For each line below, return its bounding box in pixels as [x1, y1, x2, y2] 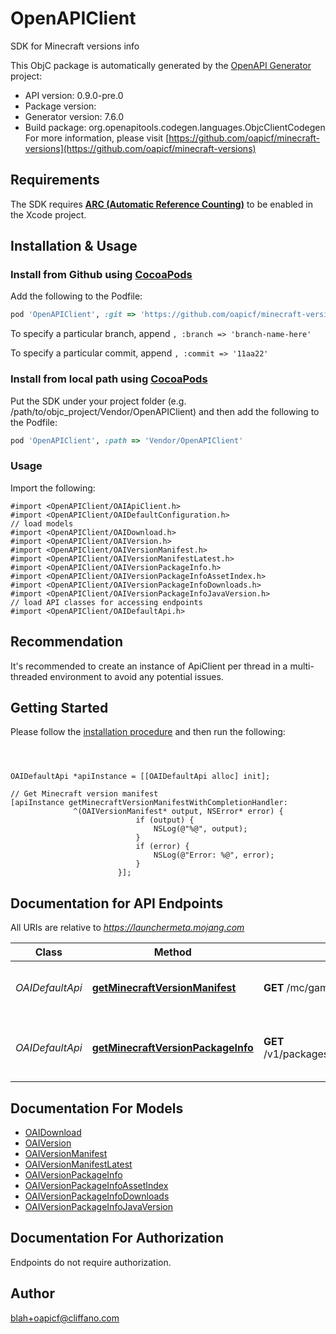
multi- [289, 660, 315, 672]
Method [153, 945, 192, 959]
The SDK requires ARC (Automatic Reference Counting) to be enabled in [10, 198, 313, 210]
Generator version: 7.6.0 [24, 110, 125, 122]
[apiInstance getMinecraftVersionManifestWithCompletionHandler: [10, 798, 288, 808]
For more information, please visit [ [24, 132, 170, 144]
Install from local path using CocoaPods [10, 372, 208, 386]
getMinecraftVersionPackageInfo [91, 1041, 254, 1055]
